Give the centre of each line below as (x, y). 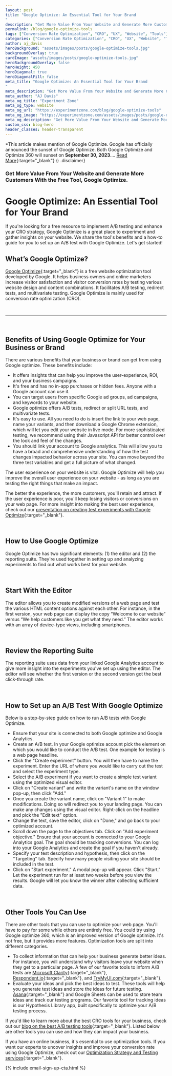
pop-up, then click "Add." (39, 793)
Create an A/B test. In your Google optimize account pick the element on (89, 744)
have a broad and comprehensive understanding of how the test (80, 451)
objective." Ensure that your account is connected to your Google (82, 837)
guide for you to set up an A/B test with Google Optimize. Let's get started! (84, 243)
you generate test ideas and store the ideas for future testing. (77, 989)
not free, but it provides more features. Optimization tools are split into (79, 941)
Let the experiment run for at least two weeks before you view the (82, 875)
